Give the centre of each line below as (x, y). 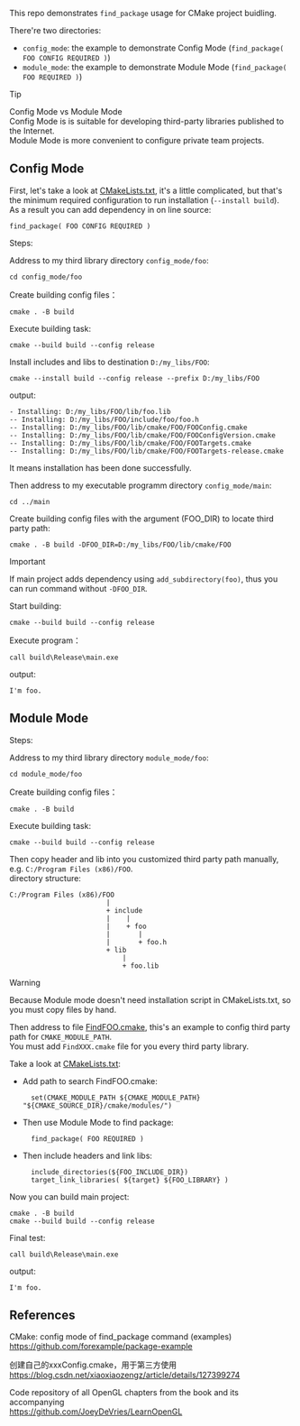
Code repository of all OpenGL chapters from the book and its (124, 1393)
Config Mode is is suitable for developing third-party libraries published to (147, 121)
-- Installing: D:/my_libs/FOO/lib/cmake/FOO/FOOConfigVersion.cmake (143, 435)
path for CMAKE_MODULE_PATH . (61, 1036)
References (42, 1316)
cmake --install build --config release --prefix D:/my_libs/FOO (134, 378)
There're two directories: (55, 30)
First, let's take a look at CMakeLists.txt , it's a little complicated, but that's (146, 190)
